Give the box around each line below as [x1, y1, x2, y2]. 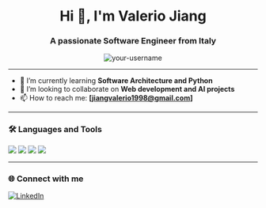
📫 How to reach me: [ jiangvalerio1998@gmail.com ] [19, 93, 193, 103]
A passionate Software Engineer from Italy [50, 36, 216, 47]
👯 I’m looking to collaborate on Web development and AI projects [19, 85, 235, 94]
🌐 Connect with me [8, 173, 84, 184]
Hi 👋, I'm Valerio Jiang [59, 7, 207, 25]
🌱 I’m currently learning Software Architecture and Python [19, 76, 213, 85]
